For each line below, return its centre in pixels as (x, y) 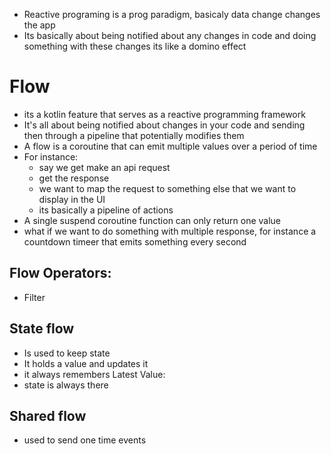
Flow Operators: (60, 273)
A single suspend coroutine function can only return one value (152, 220)
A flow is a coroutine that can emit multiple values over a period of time (170, 146)
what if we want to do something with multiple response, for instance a (170, 231)
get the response (74, 178)
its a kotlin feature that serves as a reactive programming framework (164, 114)
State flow (42, 329)
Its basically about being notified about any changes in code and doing (170, 35)
